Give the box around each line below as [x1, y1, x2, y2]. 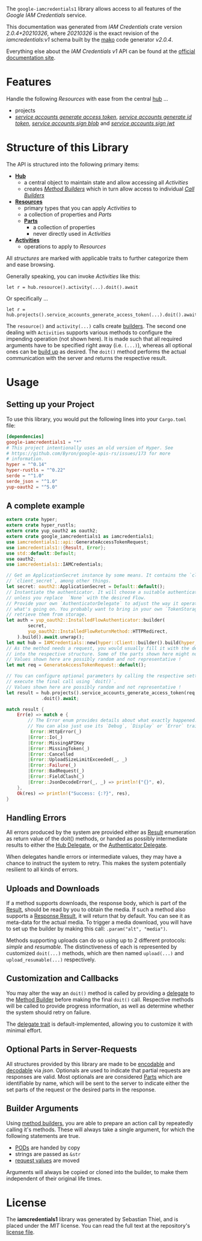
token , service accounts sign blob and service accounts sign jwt [14, 119, 175, 127]
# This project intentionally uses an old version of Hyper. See [6, 444, 173, 451]
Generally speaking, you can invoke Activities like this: [6, 273, 141, 280]
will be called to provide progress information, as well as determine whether [6, 1002, 194, 1009]
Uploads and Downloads [6, 883, 100, 894]
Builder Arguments [6, 1104, 79, 1114]
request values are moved [14, 1157, 80, 1164]
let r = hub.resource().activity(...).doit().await [6, 284, 138, 290]
